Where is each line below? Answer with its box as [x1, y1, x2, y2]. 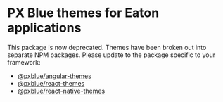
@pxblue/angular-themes [17, 72, 91, 80]
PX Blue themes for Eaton [7, 5, 160, 21]
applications [7, 20, 82, 36]
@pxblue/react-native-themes [17, 87, 106, 95]
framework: [7, 58, 41, 66]
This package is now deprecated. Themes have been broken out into [7, 43, 207, 51]
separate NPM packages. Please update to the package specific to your [7, 51, 216, 59]
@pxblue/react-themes [17, 79, 85, 87]
